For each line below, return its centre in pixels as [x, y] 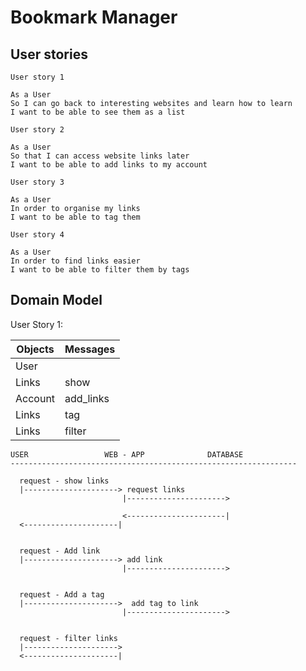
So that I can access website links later [100, 156]
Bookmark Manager [94, 17]
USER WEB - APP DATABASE [127, 454]
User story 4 [37, 235]
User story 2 [37, 130]
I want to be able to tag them [75, 217]
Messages [90, 349]
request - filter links [68, 638]
